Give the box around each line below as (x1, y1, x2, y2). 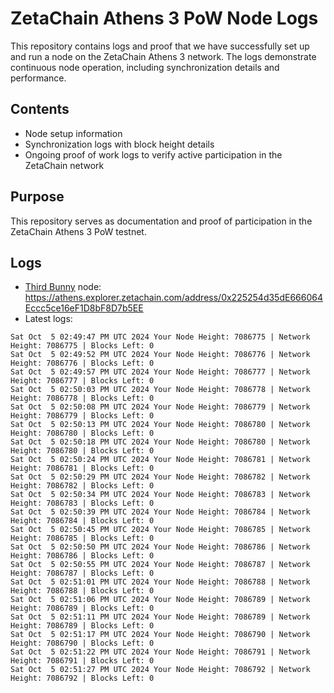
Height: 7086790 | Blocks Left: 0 (10, 638, 155, 649)
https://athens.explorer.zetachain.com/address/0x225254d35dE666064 (24, 292, 323, 304)
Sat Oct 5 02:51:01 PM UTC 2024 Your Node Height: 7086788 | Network (10, 577, 311, 587)
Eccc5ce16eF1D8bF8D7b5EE (24, 302, 144, 314)
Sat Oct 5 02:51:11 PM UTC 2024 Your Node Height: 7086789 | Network (10, 612, 311, 622)
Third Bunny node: (24, 281, 102, 293)
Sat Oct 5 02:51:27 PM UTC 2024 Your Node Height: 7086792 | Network (10, 665, 311, 675)
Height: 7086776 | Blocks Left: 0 (10, 358, 155, 369)
